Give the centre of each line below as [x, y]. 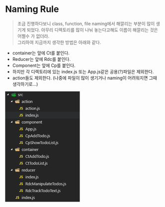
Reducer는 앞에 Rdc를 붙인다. [41, 59]
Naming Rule [32, 9]
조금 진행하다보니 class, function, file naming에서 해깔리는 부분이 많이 [86, 23]
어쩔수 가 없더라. [33, 36]
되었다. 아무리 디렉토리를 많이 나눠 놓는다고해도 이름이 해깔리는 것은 [92, 30]
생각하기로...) [25, 84]
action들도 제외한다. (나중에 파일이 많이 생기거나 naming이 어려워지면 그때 [85, 78]
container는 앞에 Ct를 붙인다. [41, 53]
